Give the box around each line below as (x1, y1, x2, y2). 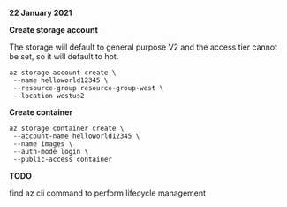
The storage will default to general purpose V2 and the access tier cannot (9, 42, 278, 52)
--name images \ (12, 140, 73, 149)
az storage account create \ (9, 68, 117, 77)
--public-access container (12, 155, 113, 164)
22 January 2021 (9, 8, 72, 18)
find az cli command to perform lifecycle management (9, 188, 206, 198)
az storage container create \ (9, 124, 125, 133)
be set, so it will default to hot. (9, 51, 119, 61)
